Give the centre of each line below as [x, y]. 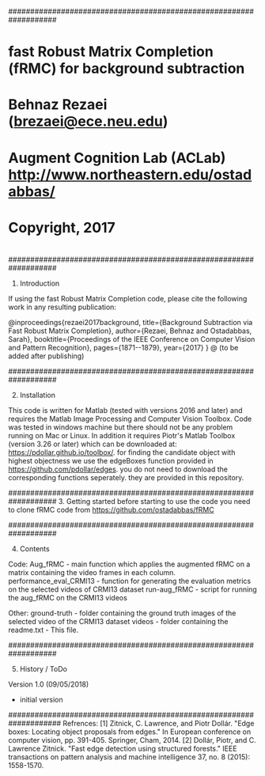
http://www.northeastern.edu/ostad [130, 174]
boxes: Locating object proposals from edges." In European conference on [130, 732]
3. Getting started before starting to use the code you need [154, 501]
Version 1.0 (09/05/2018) [49, 684]
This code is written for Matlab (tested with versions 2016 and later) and [125, 410]
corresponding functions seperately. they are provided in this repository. [126, 477]
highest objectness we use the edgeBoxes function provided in [111, 460]
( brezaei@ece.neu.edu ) [88, 121]
